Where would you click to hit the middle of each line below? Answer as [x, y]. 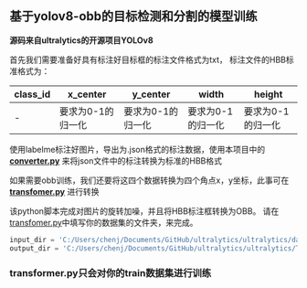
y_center [151, 94]
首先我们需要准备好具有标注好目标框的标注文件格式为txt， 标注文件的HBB [148, 59]
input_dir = [32, 240]
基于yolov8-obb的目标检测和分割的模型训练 [133, 16]
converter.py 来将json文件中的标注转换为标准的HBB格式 [116, 160]
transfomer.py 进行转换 [54, 191]
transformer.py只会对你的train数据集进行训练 [111, 273]
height [269, 94]
